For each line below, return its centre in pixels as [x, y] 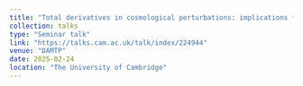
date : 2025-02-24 [42, 59]
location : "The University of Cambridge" [88, 68]
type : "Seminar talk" [50, 34]
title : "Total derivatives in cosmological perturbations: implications [149, 17]
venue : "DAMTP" [38, 51]
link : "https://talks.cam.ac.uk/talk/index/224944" [108, 43]
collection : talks [44, 26]
